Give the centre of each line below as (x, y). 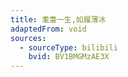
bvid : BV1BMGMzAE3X (69, 57)
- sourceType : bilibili (68, 47)
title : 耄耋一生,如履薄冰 (58, 19)
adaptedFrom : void (48, 29)
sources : (28, 38)
